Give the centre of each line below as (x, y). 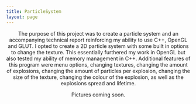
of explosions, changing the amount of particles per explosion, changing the (98, 71)
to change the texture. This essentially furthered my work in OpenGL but (98, 52)
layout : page (22, 17)
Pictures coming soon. (98, 95)
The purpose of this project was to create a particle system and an (98, 33)
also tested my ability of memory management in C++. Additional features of (98, 58)
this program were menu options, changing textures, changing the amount (98, 64)
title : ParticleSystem (34, 11)
